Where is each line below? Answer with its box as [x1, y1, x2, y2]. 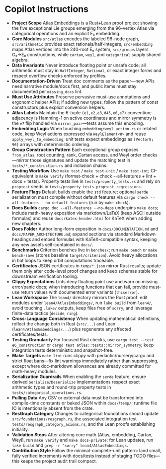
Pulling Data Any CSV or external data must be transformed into [11, 394, 144, 400]
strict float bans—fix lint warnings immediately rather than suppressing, [11, 358, 159, 364]
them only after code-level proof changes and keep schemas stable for [11, 268, 158, 274]
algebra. [11, 57, 29, 63]
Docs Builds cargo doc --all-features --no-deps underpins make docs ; [11, 205, 159, 211]
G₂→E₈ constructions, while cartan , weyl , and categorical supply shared [11, 51, 161, 58]
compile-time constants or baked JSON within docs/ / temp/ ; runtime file [11, 400, 158, 406]
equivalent [11, 173, 34, 179]
